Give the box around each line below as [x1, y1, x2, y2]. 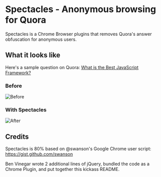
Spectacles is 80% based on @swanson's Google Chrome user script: [5, 146, 151, 152]
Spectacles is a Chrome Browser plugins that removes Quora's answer [5, 31, 152, 37]
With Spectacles [5, 106, 47, 113]
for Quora [5, 14, 46, 26]
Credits [5, 132, 29, 141]
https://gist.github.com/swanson [5, 151, 73, 157]
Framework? [5, 70, 31, 76]
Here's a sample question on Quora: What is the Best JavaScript [5, 64, 139, 70]
